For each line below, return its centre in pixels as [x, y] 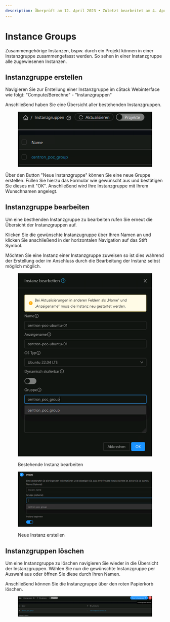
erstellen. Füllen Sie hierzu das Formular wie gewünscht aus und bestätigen [84, 180]
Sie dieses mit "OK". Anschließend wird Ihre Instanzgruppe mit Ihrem [77, 186]
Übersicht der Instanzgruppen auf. [41, 225]
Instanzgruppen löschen [45, 551]
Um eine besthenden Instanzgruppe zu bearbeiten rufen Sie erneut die [79, 219]
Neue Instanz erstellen [41, 535]
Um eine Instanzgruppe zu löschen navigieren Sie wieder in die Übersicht [82, 563]
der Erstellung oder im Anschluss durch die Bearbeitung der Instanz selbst [83, 260]
